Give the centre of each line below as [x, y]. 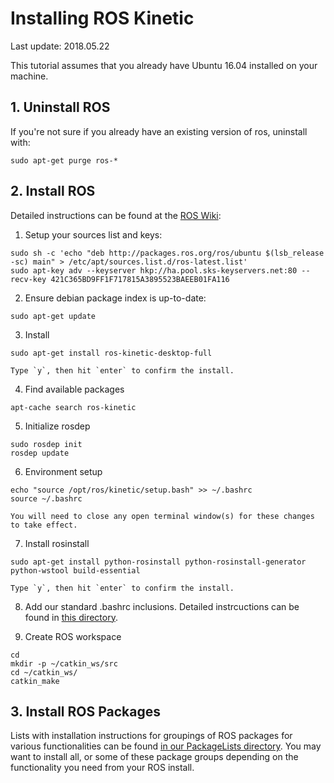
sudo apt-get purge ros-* [64, 160]
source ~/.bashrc [46, 498]
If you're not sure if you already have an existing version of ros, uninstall [159, 131]
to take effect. [44, 525]
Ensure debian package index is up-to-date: [115, 298]
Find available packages [74, 389]
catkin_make [35, 681]
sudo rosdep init [46, 444]
